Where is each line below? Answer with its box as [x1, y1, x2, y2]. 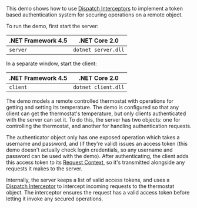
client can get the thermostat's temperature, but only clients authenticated [6, 110, 186, 117]
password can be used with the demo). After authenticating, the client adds [6, 153, 189, 159]
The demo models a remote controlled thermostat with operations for [6, 98, 174, 105]
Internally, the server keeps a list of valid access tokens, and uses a [6, 176, 170, 183]
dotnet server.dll [73, 46, 125, 53]
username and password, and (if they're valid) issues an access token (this [6, 140, 188, 147]
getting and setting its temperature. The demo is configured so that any [6, 104, 179, 110]
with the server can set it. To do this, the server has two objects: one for [6, 116, 181, 123]
